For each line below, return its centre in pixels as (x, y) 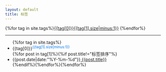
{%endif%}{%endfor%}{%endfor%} (49, 65)
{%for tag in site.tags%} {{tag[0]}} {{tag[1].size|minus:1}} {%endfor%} (75, 28)
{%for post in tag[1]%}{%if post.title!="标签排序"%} (65, 54)
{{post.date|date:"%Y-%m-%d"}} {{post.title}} (60, 60)
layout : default (22, 10)
